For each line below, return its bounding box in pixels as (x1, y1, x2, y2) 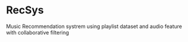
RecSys (6, 3, 44, 17)
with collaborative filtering (6, 29, 69, 36)
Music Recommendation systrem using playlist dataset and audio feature (6, 23, 182, 30)
